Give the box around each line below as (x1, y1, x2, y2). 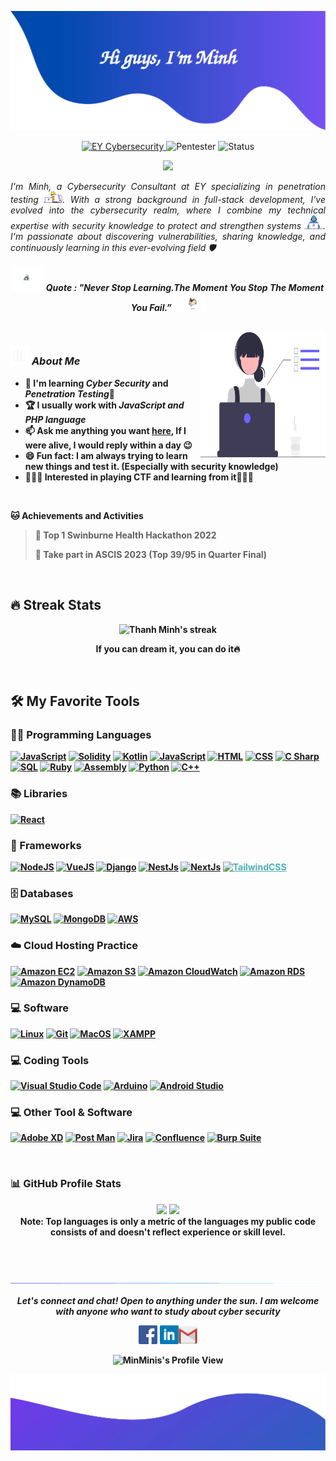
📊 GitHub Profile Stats (10, 1177, 122, 1191)
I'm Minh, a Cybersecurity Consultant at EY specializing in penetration (10, 181, 326, 193)
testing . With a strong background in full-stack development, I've (10, 193, 327, 205)
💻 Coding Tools (10, 1053, 90, 1067)
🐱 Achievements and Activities (10, 509, 144, 521)
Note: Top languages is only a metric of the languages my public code (19, 1215, 317, 1227)
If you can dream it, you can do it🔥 (95, 642, 241, 655)
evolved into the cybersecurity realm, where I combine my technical (10, 204, 326, 216)
